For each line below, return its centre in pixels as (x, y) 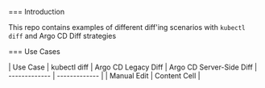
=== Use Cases (34, 51)
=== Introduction (37, 12)
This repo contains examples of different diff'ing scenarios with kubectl (127, 27)
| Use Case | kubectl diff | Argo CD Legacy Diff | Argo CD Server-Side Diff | (133, 67)
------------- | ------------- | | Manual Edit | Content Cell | (104, 75)
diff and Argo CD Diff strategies (62, 36)
